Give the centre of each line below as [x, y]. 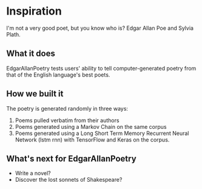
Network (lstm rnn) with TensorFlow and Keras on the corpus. [92, 139]
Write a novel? [33, 173]
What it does [31, 54]
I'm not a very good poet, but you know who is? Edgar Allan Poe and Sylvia [100, 28]
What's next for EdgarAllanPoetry [71, 158]
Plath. [14, 34]
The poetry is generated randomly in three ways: [67, 108]
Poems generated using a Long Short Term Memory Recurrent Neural [102, 133]
